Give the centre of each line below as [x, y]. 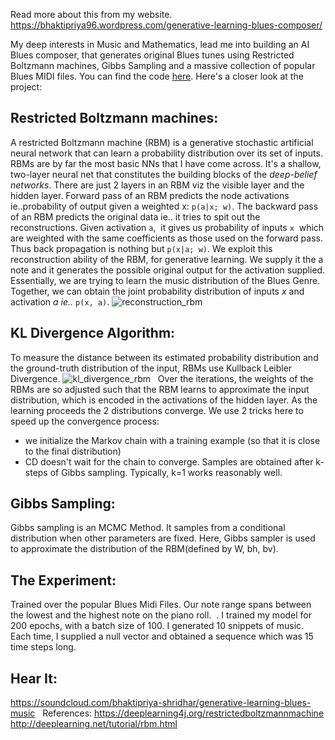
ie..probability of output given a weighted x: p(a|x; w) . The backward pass [164, 206]
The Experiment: [63, 580]
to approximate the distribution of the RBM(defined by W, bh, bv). [144, 549]
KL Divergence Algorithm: [93, 333]
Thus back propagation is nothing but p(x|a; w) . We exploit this [141, 248]
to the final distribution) [73, 451]
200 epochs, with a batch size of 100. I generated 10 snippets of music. [157, 626]
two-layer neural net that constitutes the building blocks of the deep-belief [164, 174]
